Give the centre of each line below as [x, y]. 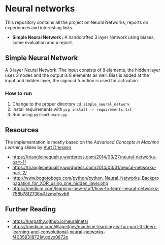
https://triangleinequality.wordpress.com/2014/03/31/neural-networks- [84, 167]
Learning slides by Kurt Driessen [38, 147]
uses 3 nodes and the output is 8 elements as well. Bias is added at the [77, 75]
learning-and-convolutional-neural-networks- [59, 232]
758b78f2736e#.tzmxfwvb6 [41, 194]
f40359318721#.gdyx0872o [40, 237]
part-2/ [19, 172]
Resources [22, 130]
